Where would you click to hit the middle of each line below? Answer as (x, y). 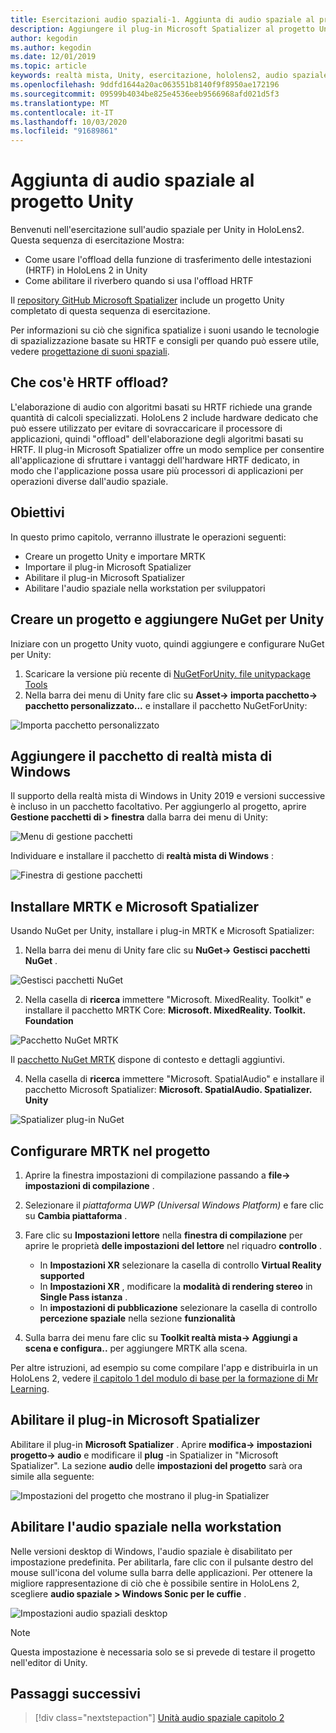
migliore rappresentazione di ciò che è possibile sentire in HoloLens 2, (155, 1583)
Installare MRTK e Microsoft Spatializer (135, 906)
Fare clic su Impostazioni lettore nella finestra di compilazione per (163, 1235)
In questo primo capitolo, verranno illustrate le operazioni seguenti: (148, 537)
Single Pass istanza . (83, 1297)
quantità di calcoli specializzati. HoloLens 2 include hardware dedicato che (164, 417)
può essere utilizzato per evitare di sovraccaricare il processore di (146, 428)
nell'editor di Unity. (49, 1662)
